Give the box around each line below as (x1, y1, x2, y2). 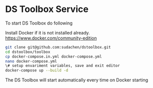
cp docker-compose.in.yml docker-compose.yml (5, 54, 102, 59)
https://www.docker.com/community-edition (5, 35, 97, 41)
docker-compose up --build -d (5, 68, 69, 73)
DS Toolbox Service (5, 3, 89, 15)
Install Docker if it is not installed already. (5, 29, 90, 35)
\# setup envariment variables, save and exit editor (5, 63, 120, 68)
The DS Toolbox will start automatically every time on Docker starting (5, 77, 148, 83)
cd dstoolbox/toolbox (5, 49, 51, 54)
